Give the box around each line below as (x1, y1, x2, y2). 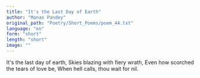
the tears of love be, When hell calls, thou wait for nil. (6, 65, 139, 72)
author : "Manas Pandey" (6, 14, 66, 20)
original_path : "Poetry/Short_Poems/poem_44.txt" (6, 20, 134, 26)
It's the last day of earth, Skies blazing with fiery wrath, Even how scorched (6, 58, 195, 66)
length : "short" (6, 37, 47, 43)
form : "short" (6, 31, 42, 37)
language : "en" (6, 25, 45, 32)
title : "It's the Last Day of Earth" (6, 8, 102, 15)
